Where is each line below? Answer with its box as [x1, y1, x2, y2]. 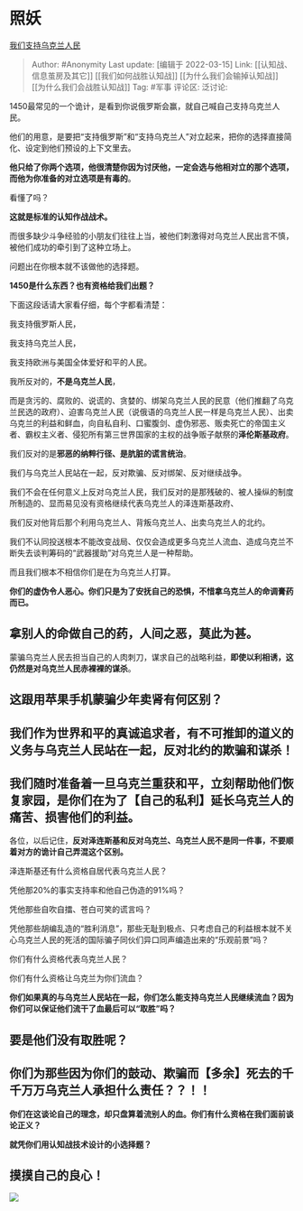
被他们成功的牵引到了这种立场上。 [9, 241, 136, 253]
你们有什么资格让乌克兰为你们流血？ [9, 973, 144, 984]
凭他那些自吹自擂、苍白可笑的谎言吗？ [9, 904, 151, 915]
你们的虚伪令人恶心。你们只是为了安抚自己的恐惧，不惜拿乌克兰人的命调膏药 [9, 586, 294, 596]
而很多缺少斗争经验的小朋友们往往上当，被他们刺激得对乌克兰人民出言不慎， [9, 230, 294, 241]
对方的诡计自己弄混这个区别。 [16, 846, 128, 857]
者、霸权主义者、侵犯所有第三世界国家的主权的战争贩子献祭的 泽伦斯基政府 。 [9, 429, 294, 439]
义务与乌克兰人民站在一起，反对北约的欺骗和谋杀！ [9, 742, 294, 758]
